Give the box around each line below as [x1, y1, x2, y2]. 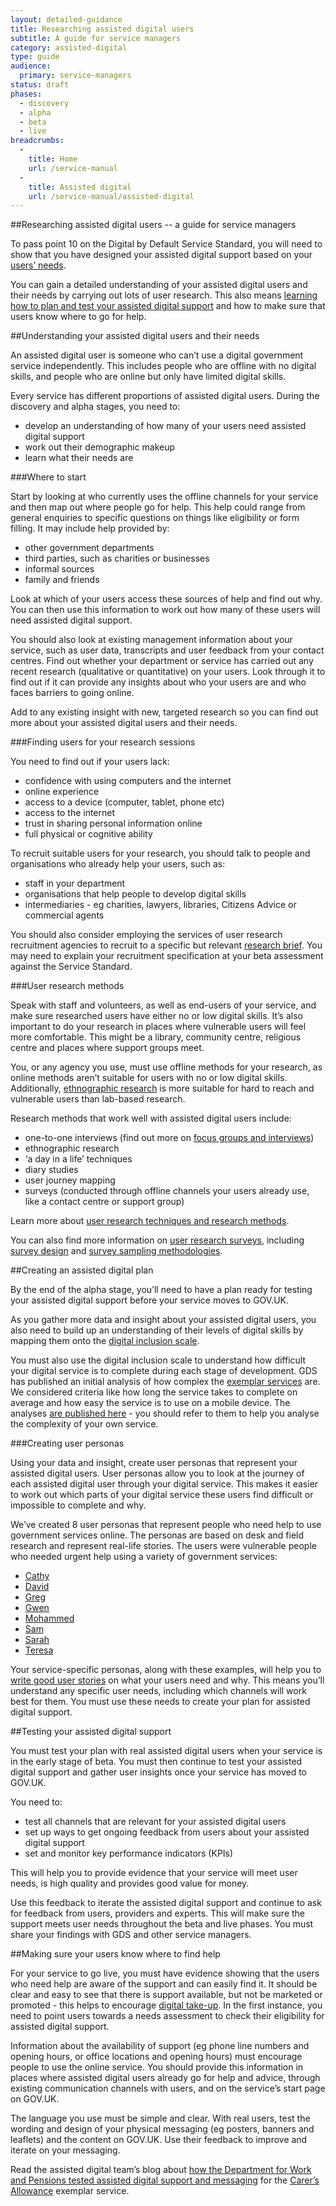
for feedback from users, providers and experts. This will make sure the [10, 1907, 306, 1920]
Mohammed [24, 1612, 75, 1625]
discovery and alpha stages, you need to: [10, 401, 181, 413]
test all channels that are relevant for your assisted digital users [24, 1816, 287, 1828]
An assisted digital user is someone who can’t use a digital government [10, 349, 304, 361]
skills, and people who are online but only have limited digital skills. [10, 371, 287, 383]
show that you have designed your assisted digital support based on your [10, 249, 313, 261]
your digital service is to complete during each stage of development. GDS [10, 1365, 318, 1377]
